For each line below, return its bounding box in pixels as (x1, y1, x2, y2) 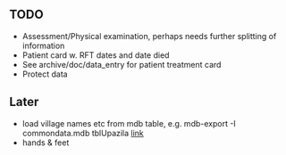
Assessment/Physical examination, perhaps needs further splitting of (21, 30, 277, 41)
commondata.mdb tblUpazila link (21, 127, 145, 138)
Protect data (21, 69, 69, 79)
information (21, 40, 65, 51)
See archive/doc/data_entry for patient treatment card (21, 59, 222, 69)
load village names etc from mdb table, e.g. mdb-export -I (21, 118, 237, 128)
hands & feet (21, 137, 70, 148)
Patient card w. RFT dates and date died (21, 49, 170, 61)
